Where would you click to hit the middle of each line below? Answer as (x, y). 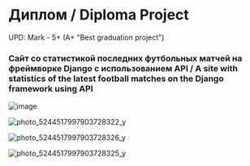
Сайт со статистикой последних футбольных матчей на (125, 58)
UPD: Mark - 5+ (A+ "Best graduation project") (86, 37)
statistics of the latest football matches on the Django (116, 79)
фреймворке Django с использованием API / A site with (123, 68)
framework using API (51, 88)
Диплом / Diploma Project (99, 15)
